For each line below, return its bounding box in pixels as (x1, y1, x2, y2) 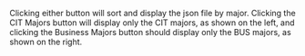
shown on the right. (9, 36, 83, 47)
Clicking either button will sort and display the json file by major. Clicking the (9, 8, 296, 18)
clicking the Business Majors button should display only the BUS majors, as (9, 27, 291, 37)
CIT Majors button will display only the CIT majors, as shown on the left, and (9, 17, 295, 28)
